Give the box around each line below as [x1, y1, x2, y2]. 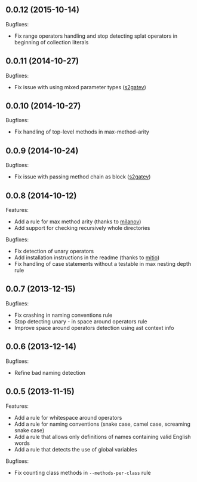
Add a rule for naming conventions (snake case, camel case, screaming [14, 420, 190, 428]
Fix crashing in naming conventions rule [14, 311, 113, 319]
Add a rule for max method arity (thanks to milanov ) [14, 218, 141, 225]
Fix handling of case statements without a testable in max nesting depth [14, 260, 192, 268]
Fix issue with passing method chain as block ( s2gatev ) [14, 173, 151, 180]
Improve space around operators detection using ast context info [14, 324, 174, 331]
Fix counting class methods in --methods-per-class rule [14, 469, 151, 476]
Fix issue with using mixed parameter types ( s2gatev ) [14, 83, 147, 90]
